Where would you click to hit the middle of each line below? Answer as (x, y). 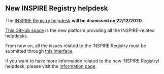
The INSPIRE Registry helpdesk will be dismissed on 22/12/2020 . (74, 20)
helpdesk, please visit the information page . (51, 66)
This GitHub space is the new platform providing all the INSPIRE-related (80, 30)
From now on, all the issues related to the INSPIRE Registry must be (76, 46)
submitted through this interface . (40, 51)
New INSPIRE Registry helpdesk (57, 8)
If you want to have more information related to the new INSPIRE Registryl (82, 61)
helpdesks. (17, 35)
